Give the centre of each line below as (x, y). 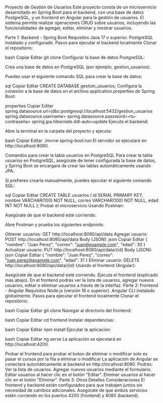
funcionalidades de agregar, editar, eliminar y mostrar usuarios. (69, 28)
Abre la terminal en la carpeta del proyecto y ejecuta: (58, 131)
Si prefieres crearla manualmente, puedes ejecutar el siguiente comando (78, 180)
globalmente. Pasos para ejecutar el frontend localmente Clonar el (72, 296)
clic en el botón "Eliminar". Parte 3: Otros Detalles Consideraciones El (75, 380)
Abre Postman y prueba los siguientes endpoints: (55, 225)
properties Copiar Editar (29, 106)
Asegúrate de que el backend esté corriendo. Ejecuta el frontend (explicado (81, 275)
